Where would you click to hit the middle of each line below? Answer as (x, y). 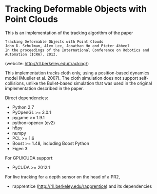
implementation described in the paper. (45, 88)
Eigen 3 (20, 148)
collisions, (15, 83)
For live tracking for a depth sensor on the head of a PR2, (63, 176)
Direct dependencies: (27, 98)
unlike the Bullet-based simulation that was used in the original (89, 83)
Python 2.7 (23, 107)
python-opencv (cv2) (33, 123)
